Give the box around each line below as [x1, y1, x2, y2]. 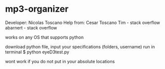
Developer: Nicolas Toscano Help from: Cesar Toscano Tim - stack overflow [5, 20, 161, 25]
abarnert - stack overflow [5, 24, 57, 30]
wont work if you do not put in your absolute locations [5, 58, 115, 64]
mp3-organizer [5, 3, 69, 15]
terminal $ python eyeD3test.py [5, 49, 70, 55]
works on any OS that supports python [5, 34, 84, 40]
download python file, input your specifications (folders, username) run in [5, 44, 155, 49]
